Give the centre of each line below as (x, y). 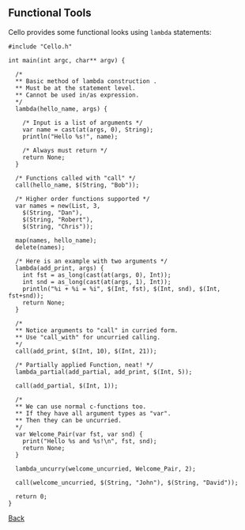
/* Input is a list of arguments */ (83, 123)
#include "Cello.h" (40, 47)
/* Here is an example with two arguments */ (92, 261)
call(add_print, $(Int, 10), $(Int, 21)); (86, 351)
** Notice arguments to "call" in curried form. (97, 330)
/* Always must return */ (65, 150)
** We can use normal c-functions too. (81, 407)
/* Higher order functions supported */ (83, 199)
